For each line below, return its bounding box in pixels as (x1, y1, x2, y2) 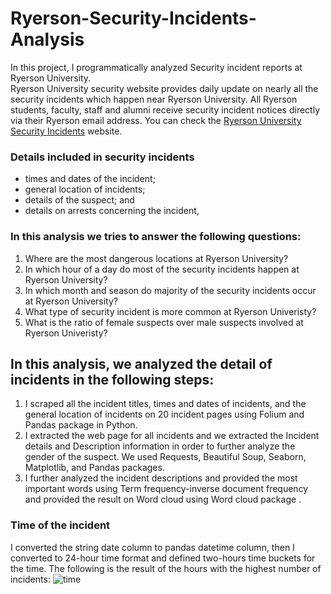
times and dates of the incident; (24, 173, 156, 185)
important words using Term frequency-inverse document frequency (24, 483, 309, 495)
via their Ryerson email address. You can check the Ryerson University (10, 114, 302, 126)
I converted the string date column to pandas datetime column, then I (10, 541, 295, 553)
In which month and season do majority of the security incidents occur (24, 284, 317, 296)
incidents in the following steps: (10, 371, 215, 388)
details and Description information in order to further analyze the (24, 440, 296, 452)
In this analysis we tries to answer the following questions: (10, 230, 302, 244)
